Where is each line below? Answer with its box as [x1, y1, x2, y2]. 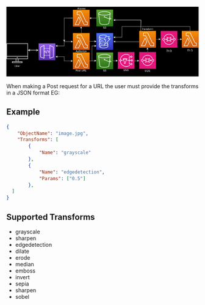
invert [15, 273, 31, 281]
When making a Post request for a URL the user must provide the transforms [6, 82, 199, 89]
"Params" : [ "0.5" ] [38, 175, 86, 181]
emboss [15, 267, 35, 274]
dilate [15, 247, 29, 255]
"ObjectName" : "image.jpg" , [17, 130, 88, 137]
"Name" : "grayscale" [38, 149, 92, 156]
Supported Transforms [6, 212, 95, 222]
